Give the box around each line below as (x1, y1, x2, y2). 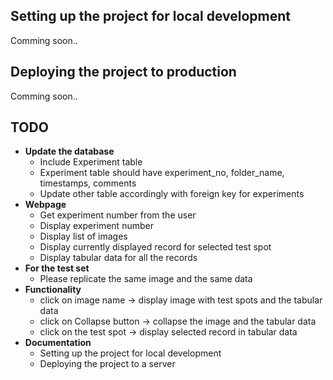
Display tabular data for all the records (39, 252, 198, 264)
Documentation (24, 337, 92, 349)
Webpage (24, 199, 67, 211)
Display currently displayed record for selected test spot (39, 241, 272, 253)
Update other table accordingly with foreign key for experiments (39, 188, 305, 200)
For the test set (24, 262, 90, 274)
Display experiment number (39, 220, 154, 232)
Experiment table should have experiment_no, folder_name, (39, 167, 285, 179)
